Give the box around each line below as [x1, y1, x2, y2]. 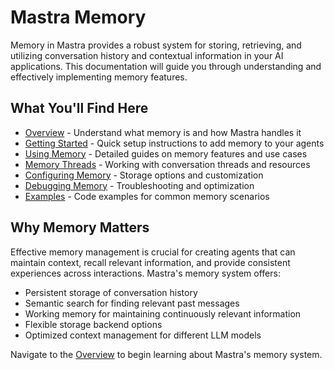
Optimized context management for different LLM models [24, 329, 262, 341]
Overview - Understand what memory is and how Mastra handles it [24, 126, 302, 138]
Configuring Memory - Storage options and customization [24, 169, 264, 181]
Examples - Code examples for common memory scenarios [24, 190, 270, 202]
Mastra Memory [10, 6, 147, 29]
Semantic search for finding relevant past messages [24, 297, 240, 309]
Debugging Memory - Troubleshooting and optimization [24, 179, 255, 191]
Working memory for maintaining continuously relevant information [24, 307, 302, 320]
